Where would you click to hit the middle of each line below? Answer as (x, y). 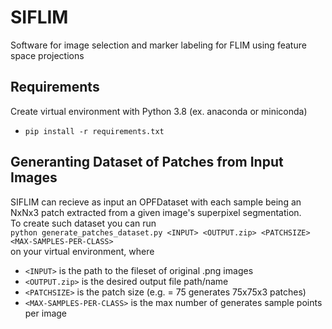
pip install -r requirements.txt (94, 131)
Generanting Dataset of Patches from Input (147, 162)
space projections (47, 55)
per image (46, 313)
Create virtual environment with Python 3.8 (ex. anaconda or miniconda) (159, 111)
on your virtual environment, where (82, 251)
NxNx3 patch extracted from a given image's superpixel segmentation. (156, 212)
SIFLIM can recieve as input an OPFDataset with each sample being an (156, 202)
